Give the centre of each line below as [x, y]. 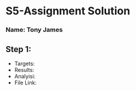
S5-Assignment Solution [68, 11]
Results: [24, 69]
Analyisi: [25, 76]
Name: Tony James [34, 30]
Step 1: [19, 49]
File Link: [25, 83]
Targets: [25, 63]
